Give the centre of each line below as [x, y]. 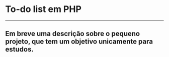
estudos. [19, 49]
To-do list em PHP [44, 9]
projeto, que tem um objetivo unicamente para [79, 42]
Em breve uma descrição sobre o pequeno [72, 34]
